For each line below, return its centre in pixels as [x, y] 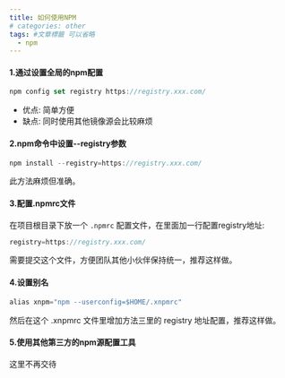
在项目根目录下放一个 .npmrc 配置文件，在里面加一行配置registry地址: [137, 225]
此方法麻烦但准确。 [45, 181]
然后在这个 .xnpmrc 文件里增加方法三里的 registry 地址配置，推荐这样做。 [145, 320]
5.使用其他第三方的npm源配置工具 [73, 342]
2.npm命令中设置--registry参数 [68, 143]
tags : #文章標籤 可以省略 [52, 34]
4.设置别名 [29, 282]
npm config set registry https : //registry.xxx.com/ [108, 92]
